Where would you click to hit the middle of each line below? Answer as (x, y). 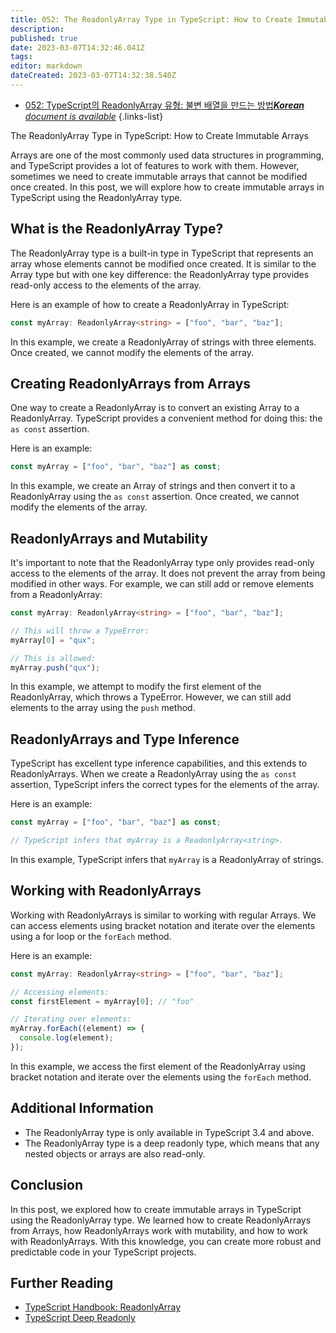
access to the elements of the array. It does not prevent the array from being (168, 573)
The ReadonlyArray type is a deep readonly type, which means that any (172, 1143)
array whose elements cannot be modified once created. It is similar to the (163, 263)
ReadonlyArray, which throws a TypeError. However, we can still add (151, 697)
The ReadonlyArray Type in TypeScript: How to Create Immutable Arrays (159, 135)
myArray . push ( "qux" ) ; (55, 667)
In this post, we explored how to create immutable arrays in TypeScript (156, 1209)
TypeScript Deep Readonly (80, 1318)
